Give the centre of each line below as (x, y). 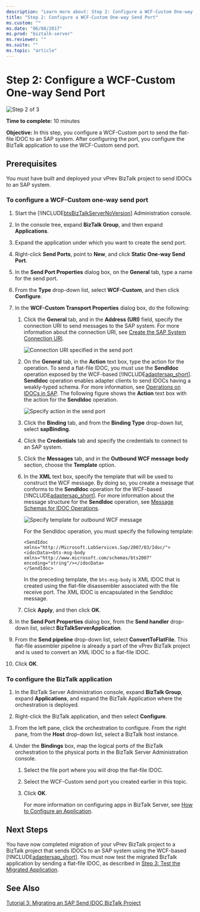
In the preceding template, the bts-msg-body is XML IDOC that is (102, 579)
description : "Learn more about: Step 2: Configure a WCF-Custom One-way (100, 12)
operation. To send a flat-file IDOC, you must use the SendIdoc (101, 368)
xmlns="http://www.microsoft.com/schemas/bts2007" (88, 558)
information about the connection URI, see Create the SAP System (105, 332)
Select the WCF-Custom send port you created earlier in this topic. (106, 782)
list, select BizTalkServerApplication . (76, 628)
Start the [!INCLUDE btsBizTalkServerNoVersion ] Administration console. (103, 213)
